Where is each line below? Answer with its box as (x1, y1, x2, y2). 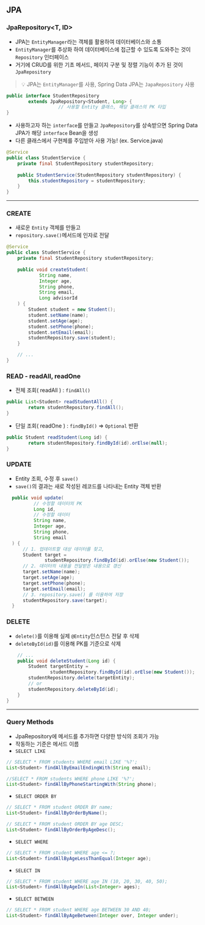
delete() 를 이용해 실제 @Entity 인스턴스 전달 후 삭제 (15, 632, 140, 640)
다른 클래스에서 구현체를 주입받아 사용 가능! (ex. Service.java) (15, 137, 164, 145)
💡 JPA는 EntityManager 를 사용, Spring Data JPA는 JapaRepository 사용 (21, 80, 195, 88)
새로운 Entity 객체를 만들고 (15, 224, 81, 232)
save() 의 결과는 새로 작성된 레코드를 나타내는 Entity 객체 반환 (15, 482, 162, 489)
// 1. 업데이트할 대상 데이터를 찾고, (22, 546, 105, 552)
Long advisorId (38, 295, 78, 301)
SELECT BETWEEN (15, 896, 54, 902)
